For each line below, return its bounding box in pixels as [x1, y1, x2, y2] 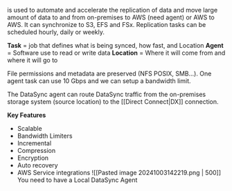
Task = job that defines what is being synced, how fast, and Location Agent [7, 42, 224, 49]
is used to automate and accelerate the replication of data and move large [7, 6, 218, 14]
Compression [17, 147, 56, 154]
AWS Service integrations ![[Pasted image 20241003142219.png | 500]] [17, 169, 222, 176]
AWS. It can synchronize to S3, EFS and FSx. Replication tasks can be [7, 21, 206, 28]
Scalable [17, 125, 43, 132]
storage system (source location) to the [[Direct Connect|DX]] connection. [7, 98, 220, 106]
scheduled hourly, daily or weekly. [7, 28, 105, 36]
